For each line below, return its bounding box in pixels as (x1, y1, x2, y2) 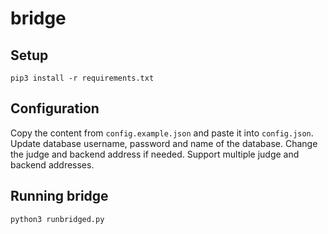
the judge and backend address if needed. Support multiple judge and (10, 148, 300, 160)
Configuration (10, 100, 100, 117)
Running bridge (10, 188, 109, 205)
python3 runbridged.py (10, 214, 105, 224)
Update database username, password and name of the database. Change (10, 137, 318, 149)
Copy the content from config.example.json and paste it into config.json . (10, 127, 314, 139)
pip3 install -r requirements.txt (10, 73, 155, 83)
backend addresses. (10, 158, 95, 171)
